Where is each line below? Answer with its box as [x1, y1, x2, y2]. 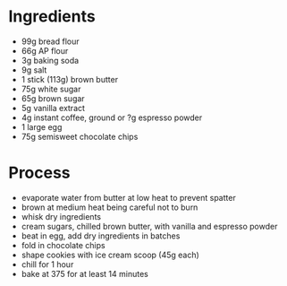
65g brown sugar [21, 92, 86, 104]
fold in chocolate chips [21, 239, 106, 250]
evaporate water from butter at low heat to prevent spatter [21, 192, 236, 203]
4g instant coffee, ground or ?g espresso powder [21, 112, 203, 123]
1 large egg [21, 121, 63, 132]
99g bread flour [21, 36, 80, 47]
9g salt [21, 65, 47, 75]
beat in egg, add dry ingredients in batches [21, 230, 181, 241]
